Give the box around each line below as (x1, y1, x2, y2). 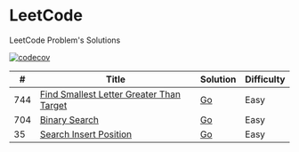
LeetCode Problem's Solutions (9, 35, 121, 45)
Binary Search (39, 113, 100, 125)
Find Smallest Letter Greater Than (39, 88, 181, 100)
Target (39, 99, 68, 111)
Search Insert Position (39, 128, 133, 140)
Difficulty (244, 73, 286, 85)
